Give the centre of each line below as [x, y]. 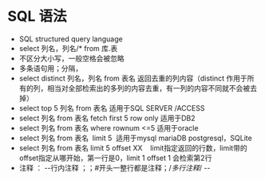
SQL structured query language [71, 39]
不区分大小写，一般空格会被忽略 [71, 58]
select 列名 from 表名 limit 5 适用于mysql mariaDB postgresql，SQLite [135, 138]
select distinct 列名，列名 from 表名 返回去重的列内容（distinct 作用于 [133, 78]
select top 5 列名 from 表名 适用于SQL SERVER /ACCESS [112, 108]
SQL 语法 [37, 16]
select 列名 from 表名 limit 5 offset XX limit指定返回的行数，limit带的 [133, 147]
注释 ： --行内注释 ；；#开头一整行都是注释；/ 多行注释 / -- [115, 167]
